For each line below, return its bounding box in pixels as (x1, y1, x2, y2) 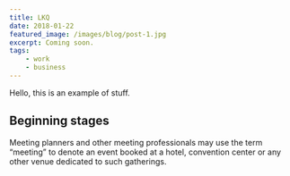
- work (25, 54, 50, 63)
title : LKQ (9, 13, 50, 22)
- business (25, 63, 66, 72)
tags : (9, 46, 30, 55)
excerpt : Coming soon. (9, 38, 94, 47)
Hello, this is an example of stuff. (9, 87, 130, 98)
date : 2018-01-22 (9, 21, 75, 30)
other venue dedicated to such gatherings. (9, 155, 168, 166)
